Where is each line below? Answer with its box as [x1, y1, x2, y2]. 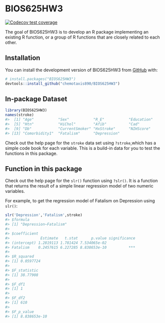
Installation [5, 54, 40, 62]
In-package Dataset [5, 94, 67, 103]
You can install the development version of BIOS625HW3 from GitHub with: [5, 67, 158, 73]
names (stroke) [5, 112, 34, 118]
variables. [5, 188, 25, 194]
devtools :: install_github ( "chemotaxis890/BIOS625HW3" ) [5, 81, 120, 86]
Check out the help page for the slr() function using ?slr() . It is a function [5, 178, 158, 184]
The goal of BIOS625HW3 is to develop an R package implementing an [5, 29, 149, 35]
